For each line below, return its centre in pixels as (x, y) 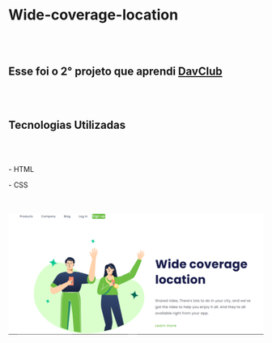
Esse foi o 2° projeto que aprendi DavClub (115, 72)
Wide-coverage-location (93, 15)
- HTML (21, 169)
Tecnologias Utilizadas (67, 125)
